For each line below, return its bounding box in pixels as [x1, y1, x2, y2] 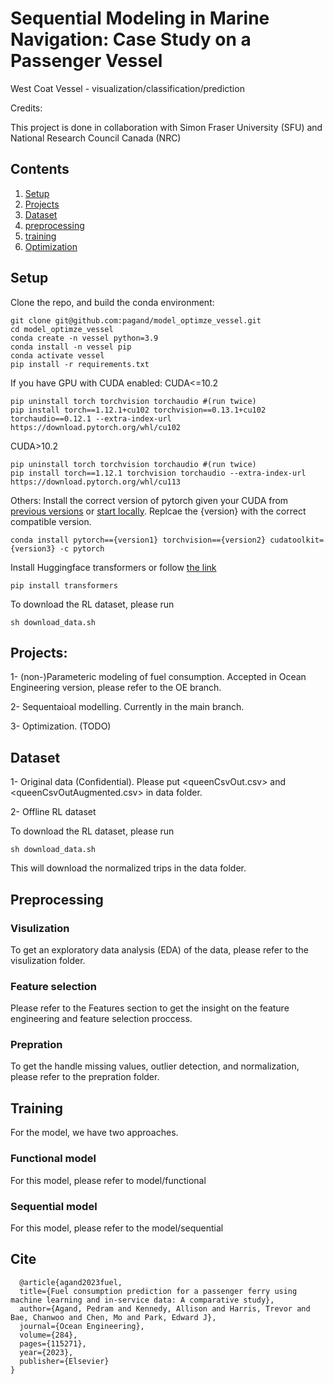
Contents [10, 161, 70, 178]
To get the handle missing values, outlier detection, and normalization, [10, 1060, 300, 1072]
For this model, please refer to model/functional [10, 1174, 207, 1186]
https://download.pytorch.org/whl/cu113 [10, 477, 182, 487]
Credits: [10, 102, 43, 114]
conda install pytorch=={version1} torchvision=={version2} [10, 535, 267, 545]
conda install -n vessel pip [10, 342, 132, 352]
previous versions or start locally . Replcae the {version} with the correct [10, 505, 307, 517]
